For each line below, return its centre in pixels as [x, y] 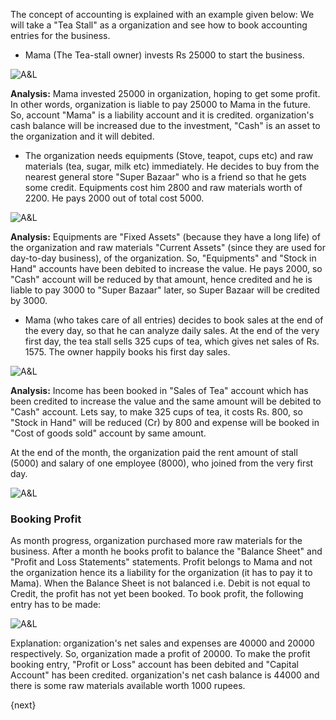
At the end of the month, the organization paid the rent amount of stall [154, 452]
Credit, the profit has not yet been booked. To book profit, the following [157, 594]
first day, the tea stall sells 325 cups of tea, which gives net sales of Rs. [172, 341]
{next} [23, 705]
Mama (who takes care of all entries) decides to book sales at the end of [174, 320]
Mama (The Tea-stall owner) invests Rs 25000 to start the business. [164, 55]
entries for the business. [60, 35]
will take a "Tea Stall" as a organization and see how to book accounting [159, 25]
